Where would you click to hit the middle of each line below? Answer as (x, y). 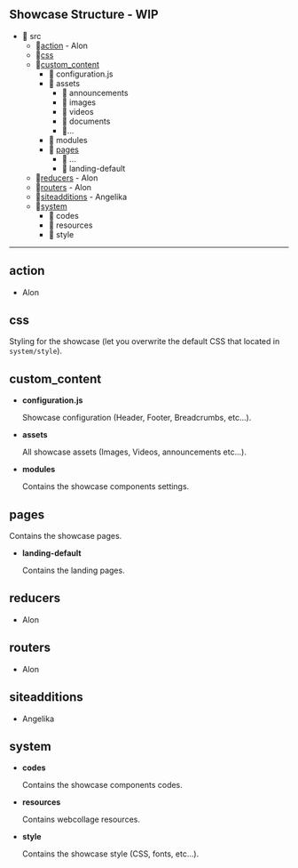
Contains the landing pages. (74, 571)
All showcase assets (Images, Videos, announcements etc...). (134, 452)
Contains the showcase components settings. (106, 486)
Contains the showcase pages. (66, 536)
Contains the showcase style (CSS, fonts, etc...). (110, 854)
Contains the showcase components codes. (102, 785)
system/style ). (36, 351)
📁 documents (86, 121)
